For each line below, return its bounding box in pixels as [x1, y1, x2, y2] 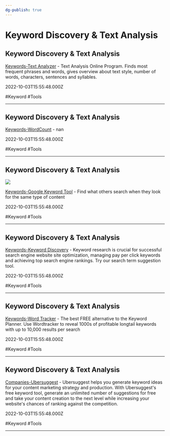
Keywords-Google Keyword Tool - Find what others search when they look [5, 189, 161, 195]
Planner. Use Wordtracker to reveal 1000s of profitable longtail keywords [5, 321, 157, 327]
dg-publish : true [5, 7, 42, 13]
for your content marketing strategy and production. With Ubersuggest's [5, 384, 156, 390]
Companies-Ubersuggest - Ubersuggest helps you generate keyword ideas [5, 379, 163, 385]
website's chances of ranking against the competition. [5, 400, 118, 407]
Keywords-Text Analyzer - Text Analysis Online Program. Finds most [5, 63, 148, 69]
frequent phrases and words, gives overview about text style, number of [5, 68, 156, 74]
